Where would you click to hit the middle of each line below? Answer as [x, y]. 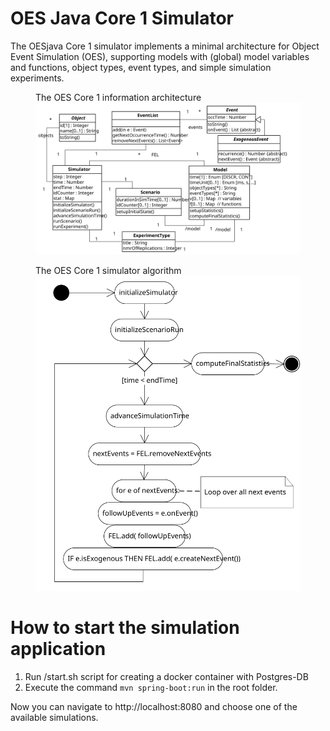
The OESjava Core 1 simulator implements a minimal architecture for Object [165, 46]
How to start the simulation [125, 628]
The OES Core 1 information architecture [118, 97]
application [58, 649]
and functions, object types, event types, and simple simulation [141, 67]
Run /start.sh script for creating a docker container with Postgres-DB [166, 677]
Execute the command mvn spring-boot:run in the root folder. [151, 688]
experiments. [37, 78]
